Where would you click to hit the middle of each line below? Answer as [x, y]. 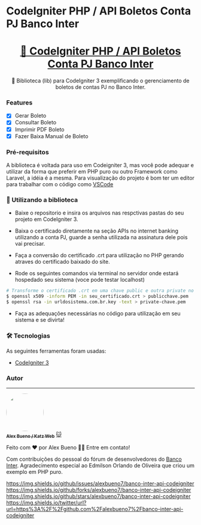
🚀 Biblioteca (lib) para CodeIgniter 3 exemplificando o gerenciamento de [100, 81]
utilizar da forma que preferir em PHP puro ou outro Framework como [92, 171]
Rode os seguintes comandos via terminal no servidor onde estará [97, 273]
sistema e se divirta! [39, 320]
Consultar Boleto [36, 123]
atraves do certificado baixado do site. [62, 262]
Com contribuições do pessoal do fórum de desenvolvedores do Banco [94, 459]
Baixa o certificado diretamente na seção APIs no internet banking [96, 231]
